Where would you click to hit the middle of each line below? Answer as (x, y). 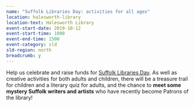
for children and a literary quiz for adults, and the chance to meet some (94, 85)
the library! (19, 98)
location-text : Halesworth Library (50, 22)
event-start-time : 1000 (36, 34)
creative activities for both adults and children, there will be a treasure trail (97, 79)
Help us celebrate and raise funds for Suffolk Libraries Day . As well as (92, 72)
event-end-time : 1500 (33, 39)
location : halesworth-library (44, 17)
